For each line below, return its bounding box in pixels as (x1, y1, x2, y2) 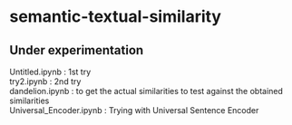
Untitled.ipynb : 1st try (9, 66, 92, 77)
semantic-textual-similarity (9, 6, 222, 27)
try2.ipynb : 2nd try (9, 76, 82, 87)
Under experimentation (9, 43, 144, 58)
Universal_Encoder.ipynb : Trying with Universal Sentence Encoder (9, 105, 259, 115)
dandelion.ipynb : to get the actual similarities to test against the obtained (9, 86, 284, 96)
